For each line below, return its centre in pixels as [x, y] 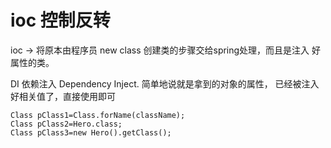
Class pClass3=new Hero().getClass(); [91, 132]
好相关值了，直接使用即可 [63, 96]
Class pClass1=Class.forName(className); [98, 115]
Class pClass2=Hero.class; [66, 124]
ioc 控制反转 [60, 20]
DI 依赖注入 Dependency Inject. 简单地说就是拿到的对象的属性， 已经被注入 [165, 83]
